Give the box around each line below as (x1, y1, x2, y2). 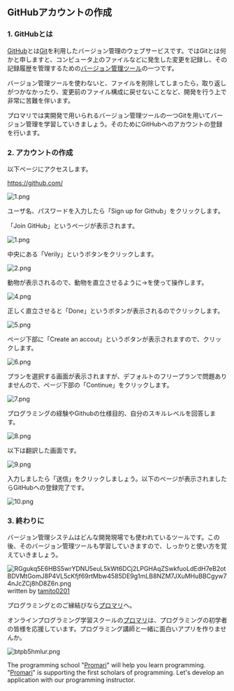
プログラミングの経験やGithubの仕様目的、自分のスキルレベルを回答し (7, 409, 210, 417)
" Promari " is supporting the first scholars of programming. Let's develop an (7, 669, 224, 677)
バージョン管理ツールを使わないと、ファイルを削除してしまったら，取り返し (7, 79, 227, 87)
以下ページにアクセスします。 (7, 165, 92, 173)
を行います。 (7, 128, 44, 137)
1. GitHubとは (7, 29, 54, 39)
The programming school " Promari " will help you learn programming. (7, 661, 206, 669)
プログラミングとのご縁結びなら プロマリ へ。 (7, 601, 136, 609)
